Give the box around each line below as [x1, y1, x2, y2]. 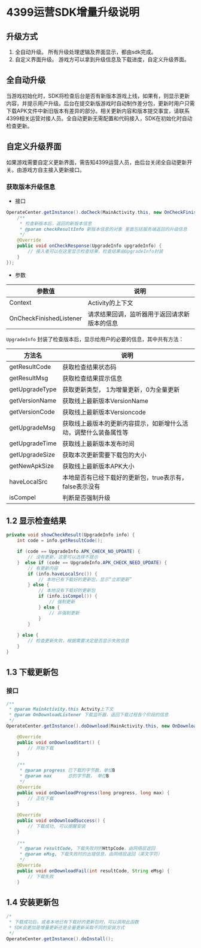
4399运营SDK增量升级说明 [6, 5, 140, 19]
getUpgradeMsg [9, 423, 56, 431]
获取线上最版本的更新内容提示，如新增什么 [62, 419, 182, 427]
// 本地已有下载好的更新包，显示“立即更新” [38, 576, 132, 583]
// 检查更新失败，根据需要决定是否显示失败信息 [28, 638, 130, 644]
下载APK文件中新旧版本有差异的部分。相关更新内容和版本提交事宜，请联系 [6, 107, 190, 114]
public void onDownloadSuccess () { [17, 818, 106, 824]
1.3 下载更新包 [6, 667, 59, 678]
